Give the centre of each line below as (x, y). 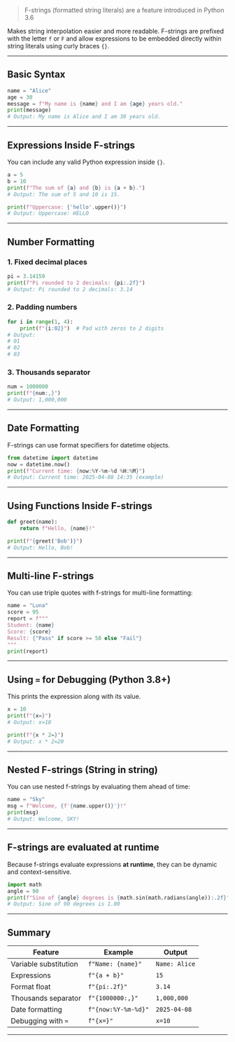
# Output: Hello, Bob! (40, 548)
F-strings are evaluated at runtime (83, 848)
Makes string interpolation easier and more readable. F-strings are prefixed (116, 31)
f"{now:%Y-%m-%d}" (118, 1010)
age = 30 (20, 97)
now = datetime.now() (39, 464)
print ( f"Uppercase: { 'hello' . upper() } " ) (67, 207)
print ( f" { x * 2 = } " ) (36, 735)
